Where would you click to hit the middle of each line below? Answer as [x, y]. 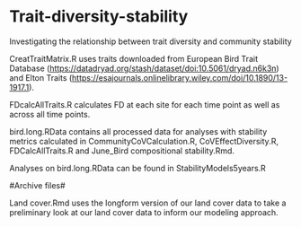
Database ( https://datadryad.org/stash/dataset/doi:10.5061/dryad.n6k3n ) [145, 68]
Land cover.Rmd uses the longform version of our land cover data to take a [148, 203]
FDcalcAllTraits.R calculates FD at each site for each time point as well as [145, 104]
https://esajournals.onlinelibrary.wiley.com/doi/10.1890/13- [180, 77]
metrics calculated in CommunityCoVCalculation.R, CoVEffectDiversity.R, [144, 141]
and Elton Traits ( [41, 77]
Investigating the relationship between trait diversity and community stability [150, 41]
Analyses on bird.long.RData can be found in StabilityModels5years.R [138, 168]
